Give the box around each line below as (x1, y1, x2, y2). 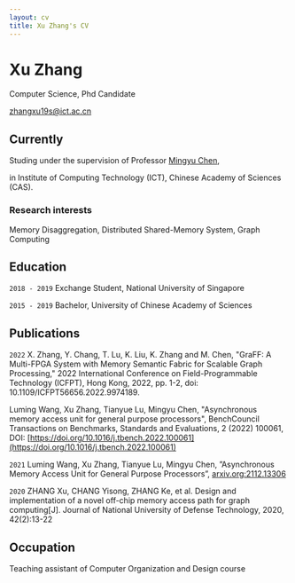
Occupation (9, 540, 75, 555)
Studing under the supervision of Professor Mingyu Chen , (9, 155, 220, 166)
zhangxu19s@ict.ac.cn (9, 106, 92, 116)
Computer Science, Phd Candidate (9, 89, 136, 99)
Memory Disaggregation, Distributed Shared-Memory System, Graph (9, 224, 260, 235)
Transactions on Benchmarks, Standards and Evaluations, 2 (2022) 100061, (9, 423, 284, 434)
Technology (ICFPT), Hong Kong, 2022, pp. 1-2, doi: (9, 378, 199, 389)
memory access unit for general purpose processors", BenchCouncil (9, 414, 260, 424)
